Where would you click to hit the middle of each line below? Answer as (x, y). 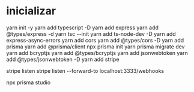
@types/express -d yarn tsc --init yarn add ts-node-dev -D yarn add (91, 33)
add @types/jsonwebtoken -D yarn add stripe (63, 59)
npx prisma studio (29, 82)
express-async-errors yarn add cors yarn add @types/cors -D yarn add (95, 40)
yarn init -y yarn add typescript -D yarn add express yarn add (83, 27)
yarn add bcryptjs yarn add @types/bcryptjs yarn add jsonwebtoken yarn (97, 53)
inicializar (31, 11)
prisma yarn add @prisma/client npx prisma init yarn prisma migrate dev (95, 47)
